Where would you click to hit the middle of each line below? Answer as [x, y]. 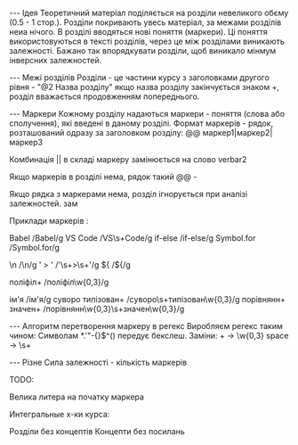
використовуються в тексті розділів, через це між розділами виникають [147, 41]
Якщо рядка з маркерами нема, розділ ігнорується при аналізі [128, 194]
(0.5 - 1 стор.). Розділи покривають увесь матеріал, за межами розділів [145, 22]
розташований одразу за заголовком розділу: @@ [105, 132]
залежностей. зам [44, 203]
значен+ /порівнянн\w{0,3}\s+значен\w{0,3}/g [97, 309]
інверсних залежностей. [56, 60]
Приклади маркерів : [49, 221]
